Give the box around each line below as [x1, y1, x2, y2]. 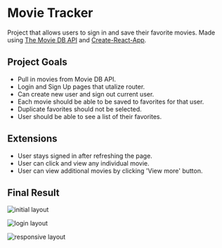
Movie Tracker [7, 5, 93, 21]
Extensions [7, 132, 58, 145]
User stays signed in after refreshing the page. [17, 151, 152, 160]
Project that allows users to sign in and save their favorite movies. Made [7, 28, 216, 37]
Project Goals [7, 56, 68, 68]
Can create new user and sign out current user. [17, 89, 155, 98]
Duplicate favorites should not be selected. [17, 104, 142, 113]
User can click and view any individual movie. [17, 159, 150, 167]
